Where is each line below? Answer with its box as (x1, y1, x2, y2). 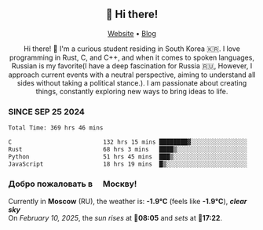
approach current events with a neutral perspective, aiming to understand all (8, 70, 256, 79)
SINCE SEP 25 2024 (8, 106, 85, 117)
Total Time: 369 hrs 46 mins (8, 124, 104, 132)
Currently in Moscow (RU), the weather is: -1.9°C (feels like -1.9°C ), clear (8, 196, 247, 206)
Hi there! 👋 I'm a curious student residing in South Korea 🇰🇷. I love (23, 44, 241, 53)
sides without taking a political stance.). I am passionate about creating (16, 78, 247, 87)
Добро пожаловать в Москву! (8, 178, 137, 189)
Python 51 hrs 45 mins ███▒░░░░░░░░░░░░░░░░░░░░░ (8, 152, 247, 161)
